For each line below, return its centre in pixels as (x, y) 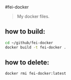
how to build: (25, 32)
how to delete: (27, 62)
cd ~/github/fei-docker (29, 43)
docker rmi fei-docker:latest (36, 74)
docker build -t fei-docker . (36, 47)
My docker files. (33, 16)
